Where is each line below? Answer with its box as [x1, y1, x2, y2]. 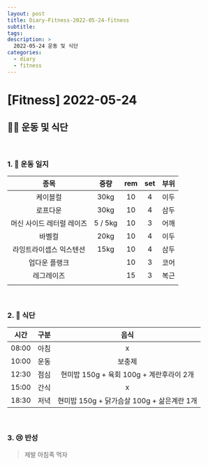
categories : [7, 49, 42, 56]
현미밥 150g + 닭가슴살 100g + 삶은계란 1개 [57, 396, 198, 406]
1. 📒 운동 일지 [7, 159, 49, 169]
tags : [7, 29, 23, 37]
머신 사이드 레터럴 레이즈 [10, 218, 87, 228]
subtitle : [7, 23, 36, 30]
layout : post [7, 10, 45, 17]
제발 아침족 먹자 [24, 450, 68, 459]
